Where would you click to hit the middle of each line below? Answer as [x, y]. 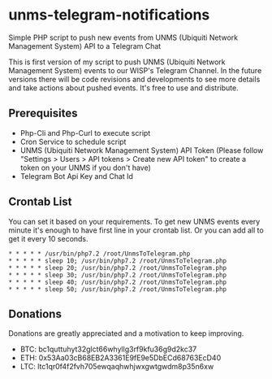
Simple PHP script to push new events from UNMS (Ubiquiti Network [123, 37]
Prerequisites [43, 113]
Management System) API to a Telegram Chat [85, 46]
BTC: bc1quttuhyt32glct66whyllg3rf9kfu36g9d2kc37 [108, 349]
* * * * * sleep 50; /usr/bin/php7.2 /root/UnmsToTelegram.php [118, 289]
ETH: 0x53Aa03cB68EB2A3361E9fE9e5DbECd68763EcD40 [121, 358]
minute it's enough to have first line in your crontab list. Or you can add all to [136, 230]
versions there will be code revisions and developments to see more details [134, 79]
